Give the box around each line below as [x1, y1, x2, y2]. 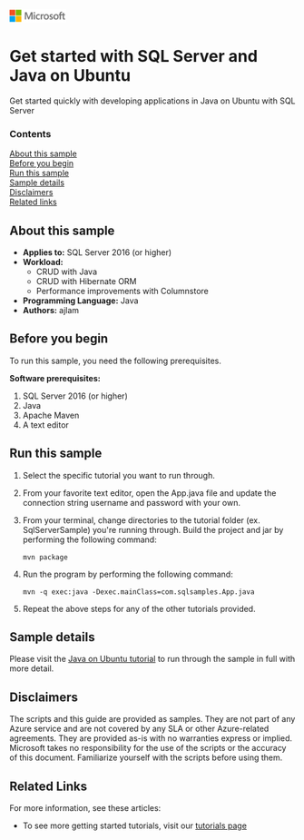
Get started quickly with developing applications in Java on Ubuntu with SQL [9, 95, 296, 106]
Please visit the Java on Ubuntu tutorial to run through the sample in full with [9, 654, 296, 665]
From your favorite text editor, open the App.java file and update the [22, 487, 277, 499]
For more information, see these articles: [9, 803, 162, 814]
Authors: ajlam [22, 305, 80, 316]
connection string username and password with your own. [22, 497, 241, 508]
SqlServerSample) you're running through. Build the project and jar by [22, 524, 284, 535]
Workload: [22, 257, 64, 268]
